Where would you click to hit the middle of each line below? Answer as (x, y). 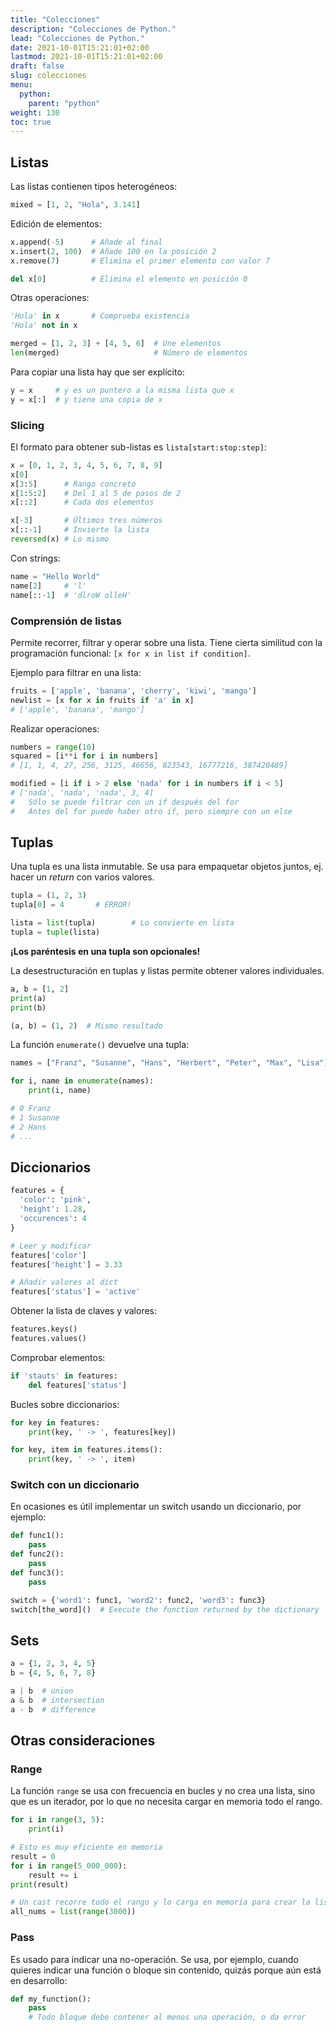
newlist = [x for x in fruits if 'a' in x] (102, 700)
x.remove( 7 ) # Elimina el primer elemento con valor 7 (140, 261)
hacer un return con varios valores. (82, 877)
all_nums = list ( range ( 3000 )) (73, 1912)
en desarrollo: (39, 1980)
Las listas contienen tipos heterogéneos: (94, 187)
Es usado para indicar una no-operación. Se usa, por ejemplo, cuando (154, 1959)
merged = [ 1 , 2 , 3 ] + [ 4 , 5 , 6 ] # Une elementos (116, 344)
